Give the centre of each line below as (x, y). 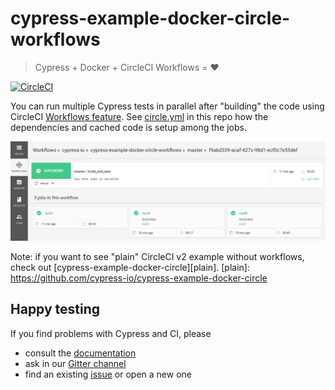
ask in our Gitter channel (75, 363)
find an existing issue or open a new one (108, 374)
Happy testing (55, 309)
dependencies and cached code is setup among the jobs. (128, 127)
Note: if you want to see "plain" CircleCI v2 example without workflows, (157, 256)
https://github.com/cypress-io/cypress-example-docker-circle (139, 278)
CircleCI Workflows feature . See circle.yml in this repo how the (139, 116)
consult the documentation (80, 353)
